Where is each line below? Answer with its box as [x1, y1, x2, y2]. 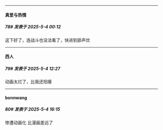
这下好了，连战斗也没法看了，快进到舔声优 [5, 37, 90, 43]
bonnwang [5, 95, 28, 100]
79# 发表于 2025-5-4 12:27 [5, 65, 61, 71]
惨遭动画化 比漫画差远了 [5, 119, 53, 125]
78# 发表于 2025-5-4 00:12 [5, 24, 61, 30]
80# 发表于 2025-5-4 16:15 [5, 106, 61, 112]
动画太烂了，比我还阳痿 [5, 79, 52, 85]
